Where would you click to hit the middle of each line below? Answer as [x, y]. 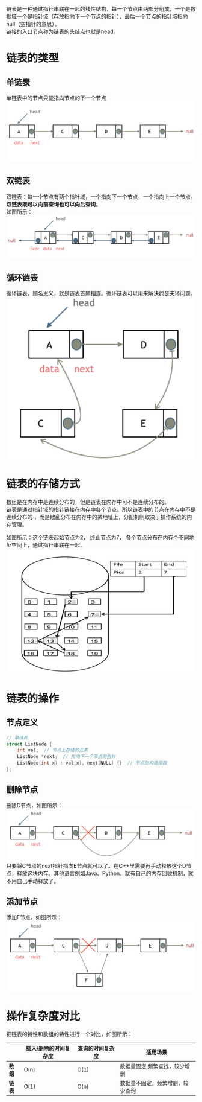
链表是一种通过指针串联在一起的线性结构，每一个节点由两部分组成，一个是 [98, 9]
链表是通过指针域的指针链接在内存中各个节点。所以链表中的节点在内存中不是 [101, 509]
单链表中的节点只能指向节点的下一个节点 [56, 98]
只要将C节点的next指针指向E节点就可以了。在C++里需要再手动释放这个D [96, 865]
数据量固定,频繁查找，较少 [152, 1066]
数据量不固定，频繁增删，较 [154, 1083]
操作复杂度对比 [43, 1016]
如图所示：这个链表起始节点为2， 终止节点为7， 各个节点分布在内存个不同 [98, 537]
